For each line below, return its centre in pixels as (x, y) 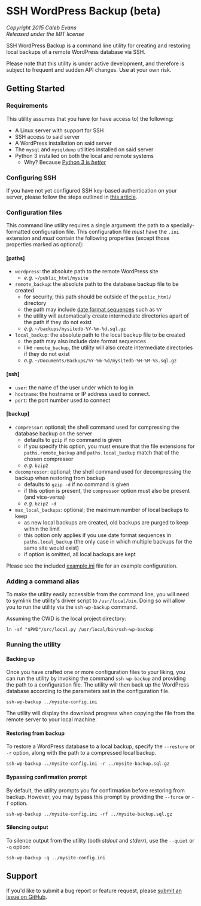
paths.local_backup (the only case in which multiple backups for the (108, 541)
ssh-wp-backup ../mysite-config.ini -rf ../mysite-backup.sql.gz (89, 814)
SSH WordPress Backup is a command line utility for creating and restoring (98, 45)
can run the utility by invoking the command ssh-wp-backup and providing (96, 678)
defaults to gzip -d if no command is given (77, 484)
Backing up (20, 658)
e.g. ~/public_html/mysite (56, 278)
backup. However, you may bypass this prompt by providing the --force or (98, 797)
